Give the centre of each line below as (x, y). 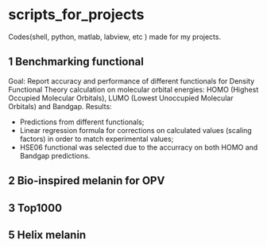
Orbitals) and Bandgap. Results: (60, 106)
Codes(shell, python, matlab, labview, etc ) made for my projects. (114, 37)
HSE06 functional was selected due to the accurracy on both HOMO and (139, 147)
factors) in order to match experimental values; (97, 139)
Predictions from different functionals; (82, 122)
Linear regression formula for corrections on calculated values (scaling (135, 130)
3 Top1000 (35, 208)
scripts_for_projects (76, 15)
